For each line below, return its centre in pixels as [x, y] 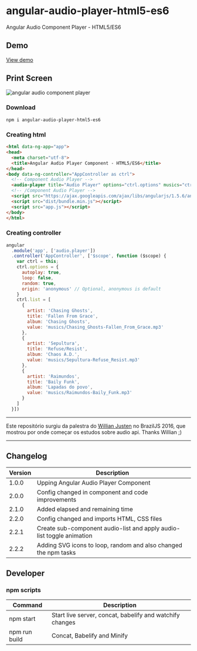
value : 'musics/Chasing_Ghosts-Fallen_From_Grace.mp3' [96, 327]
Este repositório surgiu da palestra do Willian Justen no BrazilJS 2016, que [96, 426]
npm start [22, 619]
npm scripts [23, 590]
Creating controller [34, 233]
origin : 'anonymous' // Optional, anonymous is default [91, 289]
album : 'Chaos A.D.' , [54, 355]
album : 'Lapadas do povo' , [60, 387]
